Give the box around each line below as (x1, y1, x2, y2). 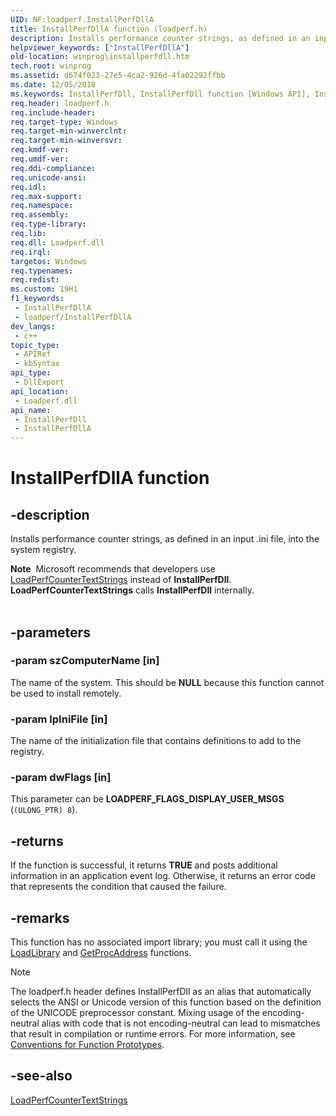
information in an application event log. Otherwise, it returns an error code (10, 870, 316, 882)
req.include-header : (10, 107, 97, 118)
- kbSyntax (14, 359, 60, 369)
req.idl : (10, 182, 47, 192)
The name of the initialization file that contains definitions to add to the (10, 735, 302, 747)
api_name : (10, 405, 52, 415)
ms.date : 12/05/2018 (10, 80, 97, 90)
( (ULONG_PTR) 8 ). (10, 804, 78, 816)
